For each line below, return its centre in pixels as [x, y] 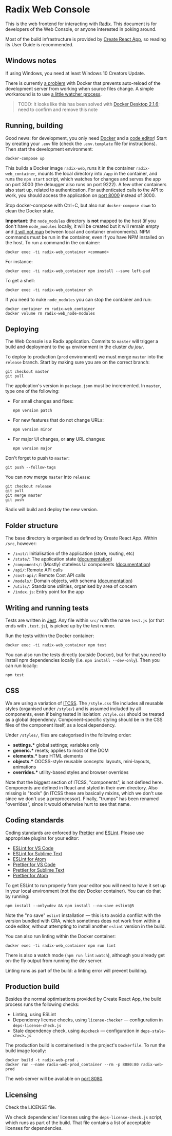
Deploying [22, 329]
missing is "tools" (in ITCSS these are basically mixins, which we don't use [84, 793]
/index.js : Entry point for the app [48, 592]
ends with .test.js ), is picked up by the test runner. [60, 626]
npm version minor [32, 430]
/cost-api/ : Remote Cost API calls [49, 575]
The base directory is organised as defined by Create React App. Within [81, 538]
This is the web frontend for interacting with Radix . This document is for [81, 24]
